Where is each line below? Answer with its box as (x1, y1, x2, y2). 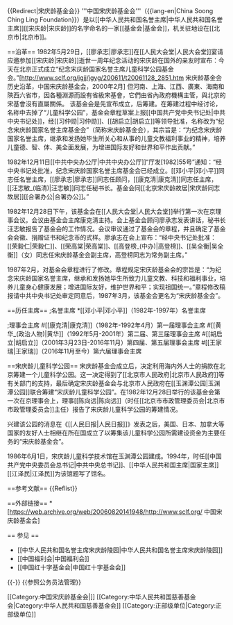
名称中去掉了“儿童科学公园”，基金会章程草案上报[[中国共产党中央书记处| (7, 108, 214, 117)
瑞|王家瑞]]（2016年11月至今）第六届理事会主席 (7, 347, 142, 355)
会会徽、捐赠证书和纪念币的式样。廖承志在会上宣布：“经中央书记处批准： (7, 233, 217, 242)
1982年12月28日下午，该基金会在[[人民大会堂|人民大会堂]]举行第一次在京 (7, 208, 216, 215)
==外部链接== (7, 499, 49, 507)
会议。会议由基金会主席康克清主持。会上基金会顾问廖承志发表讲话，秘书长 (12, 216, 226, 224)
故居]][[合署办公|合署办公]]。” (7, 192, 89, 201)
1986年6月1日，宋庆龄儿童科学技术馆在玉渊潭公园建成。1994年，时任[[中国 (7, 452, 222, 460)
